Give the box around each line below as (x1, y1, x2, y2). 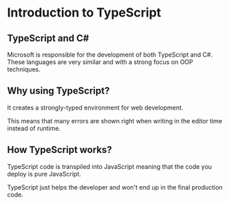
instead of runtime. (7, 124, 61, 132)
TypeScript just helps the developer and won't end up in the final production (7, 183, 223, 191)
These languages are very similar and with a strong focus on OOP (7, 58, 194, 66)
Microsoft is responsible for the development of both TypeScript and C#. (7, 50, 213, 59)
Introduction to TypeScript (7, 5, 162, 21)
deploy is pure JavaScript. (7, 170, 81, 178)
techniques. (7, 65, 41, 73)
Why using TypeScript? (7, 85, 110, 97)
